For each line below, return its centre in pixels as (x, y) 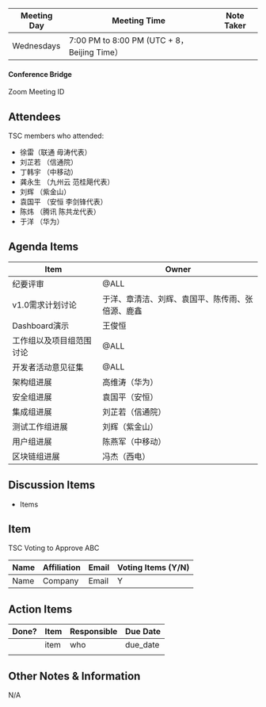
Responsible (94, 632)
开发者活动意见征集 (48, 367)
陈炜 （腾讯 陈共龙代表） (60, 212)
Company (61, 581)
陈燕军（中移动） (134, 441)
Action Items (40, 609)
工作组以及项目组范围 (52, 340)
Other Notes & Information (74, 676)
